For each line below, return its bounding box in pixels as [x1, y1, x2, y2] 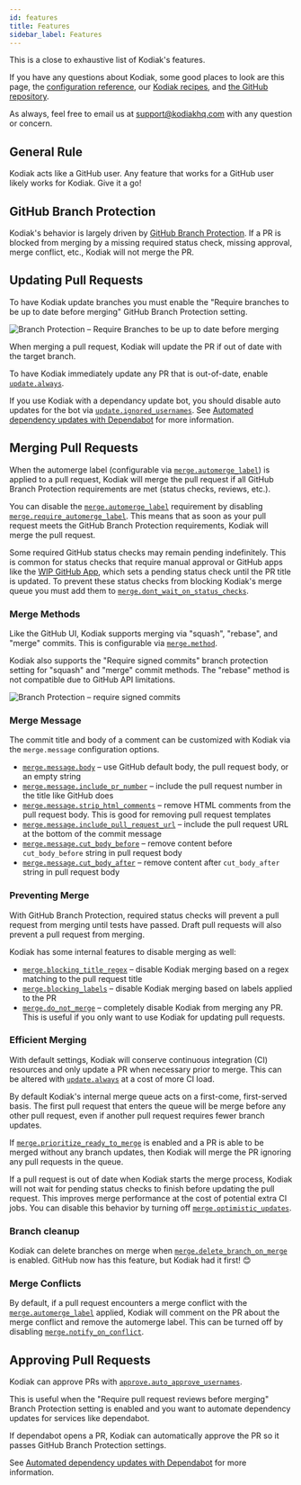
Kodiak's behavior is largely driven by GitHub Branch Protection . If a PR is [9, 228, 281, 238]
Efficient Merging [9, 1034, 87, 1047]
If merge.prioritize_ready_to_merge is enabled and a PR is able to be [9, 1137, 264, 1147]
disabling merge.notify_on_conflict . [9, 1327, 145, 1337]
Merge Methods [9, 607, 81, 620]
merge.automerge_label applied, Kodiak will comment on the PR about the [9, 1307, 280, 1318]
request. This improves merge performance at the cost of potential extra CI [9, 1192, 288, 1203]
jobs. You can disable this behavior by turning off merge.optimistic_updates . [9, 1202, 292, 1213]
